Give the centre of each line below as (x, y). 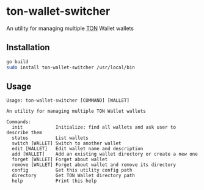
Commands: (19, 122)
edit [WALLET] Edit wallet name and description (78, 149)
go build (17, 62)
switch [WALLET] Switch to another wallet (67, 143)
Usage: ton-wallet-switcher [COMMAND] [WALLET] (68, 101)
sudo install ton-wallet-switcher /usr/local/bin (71, 67)
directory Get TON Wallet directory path (74, 176)
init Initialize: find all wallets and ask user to (94, 127)
